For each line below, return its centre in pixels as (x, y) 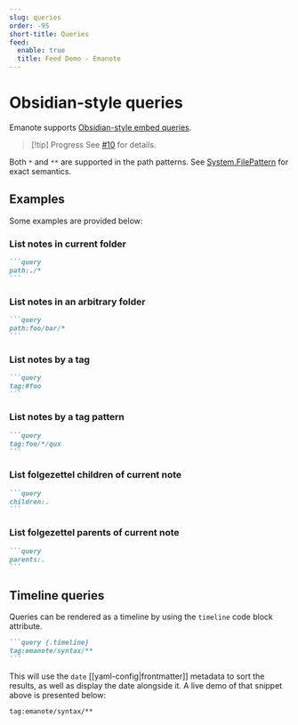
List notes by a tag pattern (67, 417)
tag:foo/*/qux (36, 444)
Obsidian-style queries (97, 103)
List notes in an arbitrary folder (77, 302)
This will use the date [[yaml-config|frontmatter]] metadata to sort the (137, 676)
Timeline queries (57, 596)
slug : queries (36, 17)
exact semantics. (40, 171)
